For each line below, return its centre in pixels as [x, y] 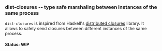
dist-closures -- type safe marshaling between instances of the [81, 7]
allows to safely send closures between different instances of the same [76, 29]
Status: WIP [17, 44]
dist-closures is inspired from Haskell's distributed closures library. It [74, 23]
